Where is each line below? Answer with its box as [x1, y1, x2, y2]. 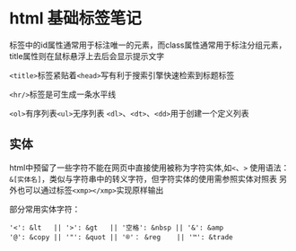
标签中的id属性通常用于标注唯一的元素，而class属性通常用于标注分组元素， [9, 39, 287, 50]
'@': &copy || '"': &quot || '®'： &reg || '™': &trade [9, 232, 233, 242]
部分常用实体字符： [9, 203, 81, 214]
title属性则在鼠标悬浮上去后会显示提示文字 [9, 50, 165, 61]
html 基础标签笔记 [9, 8, 142, 29]
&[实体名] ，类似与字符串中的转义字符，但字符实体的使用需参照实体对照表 [9, 173, 278, 184]
